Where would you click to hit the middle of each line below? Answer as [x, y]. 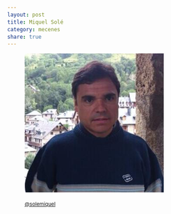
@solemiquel [40, 204]
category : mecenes [34, 29]
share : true [24, 37]
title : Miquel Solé [35, 22]
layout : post [26, 15]
